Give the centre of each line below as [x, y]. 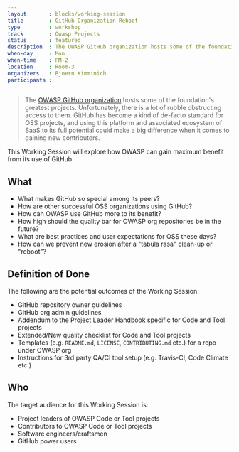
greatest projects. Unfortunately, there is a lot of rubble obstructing [123, 108]
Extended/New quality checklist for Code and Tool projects [104, 335]
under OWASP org [44, 350]
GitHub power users [47, 441]
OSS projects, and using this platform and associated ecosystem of [123, 123]
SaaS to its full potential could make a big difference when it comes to [127, 130]
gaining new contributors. [63, 138]
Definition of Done [49, 274]
